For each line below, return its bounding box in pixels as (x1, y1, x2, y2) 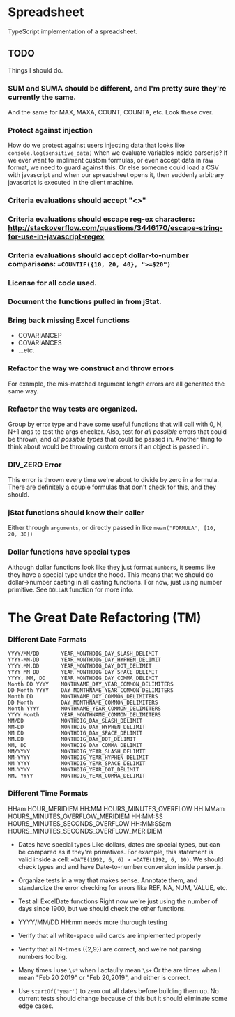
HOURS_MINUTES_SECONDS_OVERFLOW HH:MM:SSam (8, 819, 172, 827)
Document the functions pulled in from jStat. (8, 296, 162, 306)
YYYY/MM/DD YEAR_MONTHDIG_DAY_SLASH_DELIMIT (8, 650, 158, 658)
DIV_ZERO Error (8, 460, 62, 469)
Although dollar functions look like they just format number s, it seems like (8, 563, 215, 571)
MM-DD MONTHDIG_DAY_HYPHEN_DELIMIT (8, 723, 146, 731)
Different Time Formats (8, 789, 89, 799)
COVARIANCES (17, 339, 62, 347)
